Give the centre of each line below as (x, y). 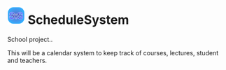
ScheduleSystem (78, 20)
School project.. (30, 39)
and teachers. (27, 60)
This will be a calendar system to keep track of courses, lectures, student (113, 52)
